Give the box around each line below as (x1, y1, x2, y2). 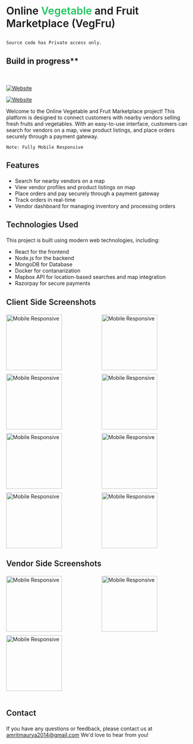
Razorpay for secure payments (14, 280, 91, 287)
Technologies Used (6, 220, 79, 230)
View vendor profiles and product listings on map (14, 183, 135, 190)
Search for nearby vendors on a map (14, 177, 105, 185)
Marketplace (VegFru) (6, 17, 116, 30)
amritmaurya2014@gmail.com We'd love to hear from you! (6, 731, 149, 738)
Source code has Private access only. (6, 40, 102, 46)
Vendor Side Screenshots (6, 559, 102, 569)
